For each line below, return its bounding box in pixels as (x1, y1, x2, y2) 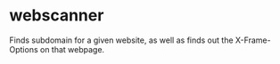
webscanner (9, 5, 104, 26)
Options (9, 44, 38, 54)
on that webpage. (39, 44, 105, 54)
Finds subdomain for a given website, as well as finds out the (9, 35, 234, 45)
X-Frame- (235, 35, 271, 45)
